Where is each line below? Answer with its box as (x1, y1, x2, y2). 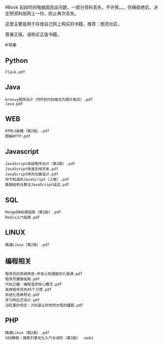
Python (5, 56, 28, 65)
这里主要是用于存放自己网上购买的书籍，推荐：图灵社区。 (5, 21, 122, 27)
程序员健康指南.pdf (5, 276, 40, 281)
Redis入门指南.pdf (5, 215, 40, 220)
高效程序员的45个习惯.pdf (5, 287, 52, 292)
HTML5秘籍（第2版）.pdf (5, 129, 49, 134)
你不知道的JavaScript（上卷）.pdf (5, 177, 70, 182)
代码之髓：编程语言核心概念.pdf (5, 282, 62, 287)
